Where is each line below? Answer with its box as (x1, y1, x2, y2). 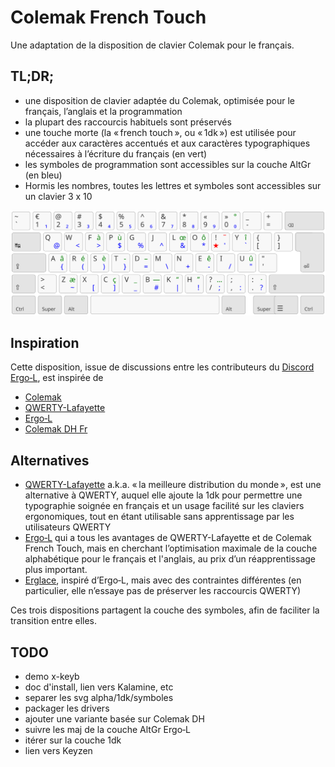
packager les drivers (24, 702, 110, 715)
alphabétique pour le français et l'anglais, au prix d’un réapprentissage (24, 553, 317, 565)
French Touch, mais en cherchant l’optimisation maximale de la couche (24, 542, 318, 555)
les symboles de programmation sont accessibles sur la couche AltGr (24, 158, 312, 170)
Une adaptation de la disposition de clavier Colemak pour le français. (10, 39, 295, 51)
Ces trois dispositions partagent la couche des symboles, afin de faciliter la (10, 604, 320, 616)
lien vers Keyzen (24, 745, 93, 757)
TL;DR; (10, 68, 55, 85)
